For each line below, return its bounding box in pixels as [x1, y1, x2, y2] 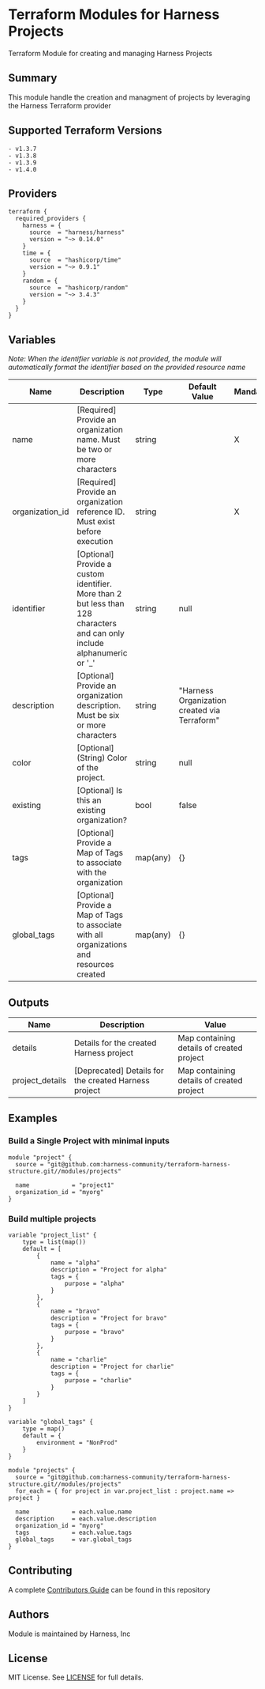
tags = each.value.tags [15, 1528, 132, 1536]
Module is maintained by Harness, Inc [8, 1629, 131, 1638]
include [76, 638, 104, 649]
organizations [76, 939, 128, 950]
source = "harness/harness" [28, 229, 125, 236]
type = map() [22, 1425, 65, 1433]
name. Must [76, 434, 121, 445]
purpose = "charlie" [64, 1376, 132, 1385]
